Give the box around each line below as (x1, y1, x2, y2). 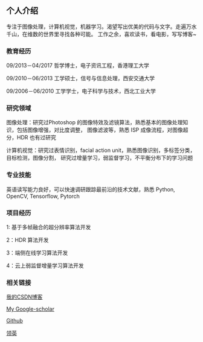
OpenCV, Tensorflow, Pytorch (6, 192, 80, 200)
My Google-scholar (6, 305, 54, 312)
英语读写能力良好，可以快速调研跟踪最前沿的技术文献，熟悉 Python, (6, 186, 175, 193)
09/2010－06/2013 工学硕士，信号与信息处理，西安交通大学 (6, 75, 155, 82)
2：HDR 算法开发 (6, 236, 49, 243)
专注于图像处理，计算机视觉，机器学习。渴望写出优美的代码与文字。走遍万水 (6, 23, 197, 30)
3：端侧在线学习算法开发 (6, 249, 68, 256)
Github (6, 317, 23, 325)
